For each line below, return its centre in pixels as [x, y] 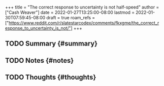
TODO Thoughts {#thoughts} [51, 77]
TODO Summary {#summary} [51, 44]
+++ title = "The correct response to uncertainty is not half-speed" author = [82, 7]
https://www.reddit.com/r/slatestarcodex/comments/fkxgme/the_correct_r [84, 23]
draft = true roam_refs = [71, 18]
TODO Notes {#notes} [39, 61]
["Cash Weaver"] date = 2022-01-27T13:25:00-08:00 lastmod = [70, 12]
